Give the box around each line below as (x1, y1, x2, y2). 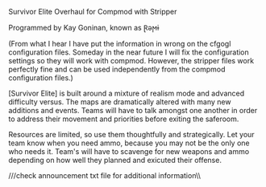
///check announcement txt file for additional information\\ (8, 171, 202, 180)
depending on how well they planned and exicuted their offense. (8, 156, 222, 165)
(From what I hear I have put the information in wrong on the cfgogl (8, 39, 231, 48)
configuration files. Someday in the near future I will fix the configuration (8, 47, 250, 57)
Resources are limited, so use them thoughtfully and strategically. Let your (8, 130, 256, 139)
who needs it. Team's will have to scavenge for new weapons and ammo (8, 147, 250, 156)
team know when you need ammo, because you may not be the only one (8, 138, 250, 148)
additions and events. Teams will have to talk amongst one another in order (8, 106, 258, 115)
